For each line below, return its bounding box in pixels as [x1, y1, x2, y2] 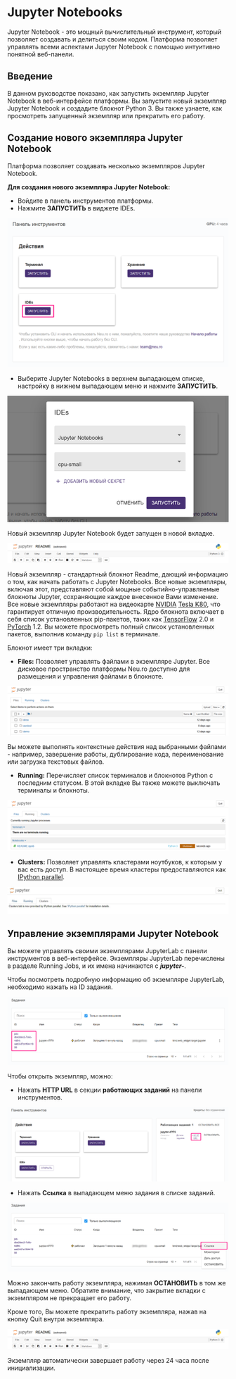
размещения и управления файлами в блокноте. [17, 672, 164, 681]
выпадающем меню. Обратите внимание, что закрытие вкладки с [7, 1286, 206, 1295]
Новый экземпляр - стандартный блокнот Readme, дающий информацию [7, 570, 228, 579]
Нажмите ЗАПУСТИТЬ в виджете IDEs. [17, 203, 136, 212]
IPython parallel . [17, 873, 65, 881]
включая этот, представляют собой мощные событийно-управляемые [7, 585, 220, 593]
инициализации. [7, 1364, 56, 1372]
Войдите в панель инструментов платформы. [17, 196, 154, 205]
